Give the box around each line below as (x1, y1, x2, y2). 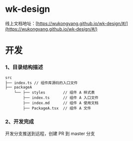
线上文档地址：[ (5, 20, 38, 26)
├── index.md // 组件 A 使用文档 (23, 100, 99, 106)
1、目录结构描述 (5, 64, 43, 71)
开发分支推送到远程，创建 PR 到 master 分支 (5, 130, 95, 137)
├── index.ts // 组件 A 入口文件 (23, 95, 99, 100)
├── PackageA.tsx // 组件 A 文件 (23, 106, 91, 111)
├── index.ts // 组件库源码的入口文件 (5, 81, 78, 86)
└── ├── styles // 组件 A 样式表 (14, 90, 95, 95)
